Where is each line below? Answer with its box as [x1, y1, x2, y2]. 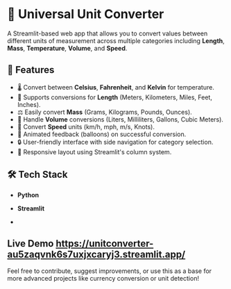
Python [17, 190, 40, 199]
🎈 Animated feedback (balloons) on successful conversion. [17, 130, 187, 138]
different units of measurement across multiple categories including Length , [7, 36, 225, 44]
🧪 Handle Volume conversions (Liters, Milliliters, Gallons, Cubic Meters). [17, 115, 224, 124]
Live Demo [7, 238, 54, 249]
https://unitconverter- [55, 238, 154, 249]
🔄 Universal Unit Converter [7, 6, 164, 22]
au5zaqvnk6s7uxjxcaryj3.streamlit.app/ [7, 248, 186, 260]
